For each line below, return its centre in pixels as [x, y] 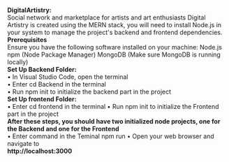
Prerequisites [27, 40]
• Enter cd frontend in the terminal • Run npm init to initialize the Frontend [113, 106]
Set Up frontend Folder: [42, 99]
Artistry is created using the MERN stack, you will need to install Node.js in [114, 25]
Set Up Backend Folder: [42, 69]
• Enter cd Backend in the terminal [57, 84]
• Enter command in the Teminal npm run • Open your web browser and [111, 136]
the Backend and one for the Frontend [63, 129]
